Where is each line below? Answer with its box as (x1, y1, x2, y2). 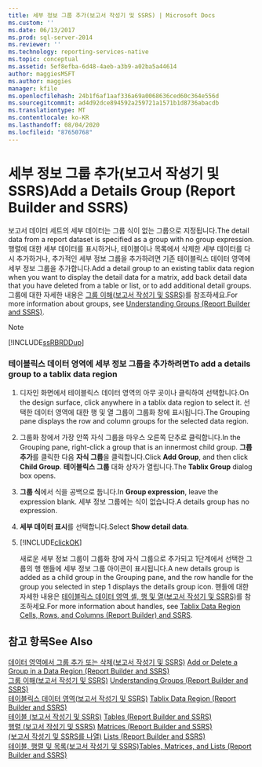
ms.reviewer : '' (8, 41, 61, 49)
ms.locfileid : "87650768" (8, 128, 93, 136)
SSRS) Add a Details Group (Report (8, 182, 235, 200)
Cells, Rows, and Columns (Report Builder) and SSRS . (19, 610, 193, 619)
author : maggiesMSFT (8, 70, 76, 78)
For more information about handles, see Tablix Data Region (46, 601, 241, 611)
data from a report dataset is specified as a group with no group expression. (8, 234, 255, 244)
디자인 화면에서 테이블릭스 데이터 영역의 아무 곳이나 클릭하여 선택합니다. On (19, 387, 249, 397)
